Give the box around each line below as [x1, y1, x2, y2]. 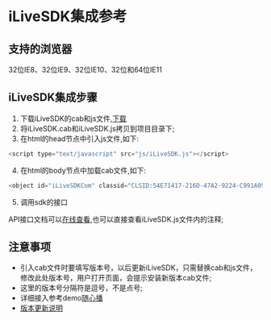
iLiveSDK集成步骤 [8, 90, 98, 105]
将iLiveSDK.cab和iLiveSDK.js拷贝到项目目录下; [19, 123, 175, 133]
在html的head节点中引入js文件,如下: [19, 134, 140, 143]
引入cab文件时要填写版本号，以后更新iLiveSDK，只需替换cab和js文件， [19, 263, 257, 272]
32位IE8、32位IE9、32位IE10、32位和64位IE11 [8, 65, 163, 74]
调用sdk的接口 [19, 197, 69, 206]
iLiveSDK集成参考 [8, 7, 127, 26]
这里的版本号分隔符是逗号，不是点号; [19, 283, 144, 293]
